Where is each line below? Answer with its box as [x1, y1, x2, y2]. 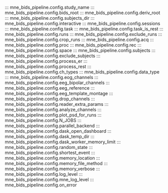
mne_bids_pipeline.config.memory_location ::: [5, 155, 100, 161]
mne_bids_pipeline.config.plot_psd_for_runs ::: [5, 112, 102, 118]
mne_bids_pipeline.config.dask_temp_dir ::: [5, 134, 95, 139]
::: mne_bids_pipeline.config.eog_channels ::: [5, 74, 99, 80]
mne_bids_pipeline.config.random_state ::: [5, 144, 93, 150]
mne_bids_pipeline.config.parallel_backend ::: [5, 123, 100, 129]
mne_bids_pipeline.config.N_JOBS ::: [5, 118, 81, 123]
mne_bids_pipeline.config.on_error [5, 182, 77, 188]
